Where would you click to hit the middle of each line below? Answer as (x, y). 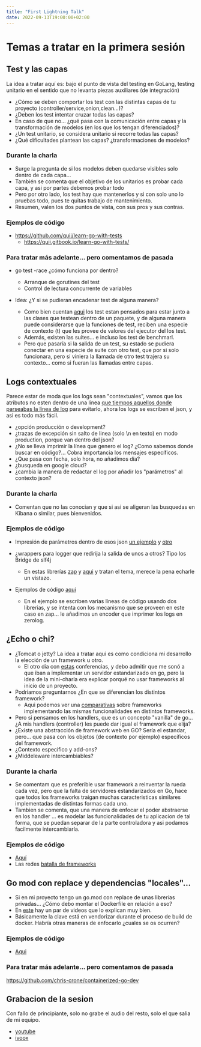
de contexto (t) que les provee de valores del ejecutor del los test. (105, 331)
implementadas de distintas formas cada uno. (71, 803)
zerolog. (34, 620)
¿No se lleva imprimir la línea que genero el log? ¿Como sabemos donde (104, 446)
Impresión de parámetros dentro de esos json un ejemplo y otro (94, 542)
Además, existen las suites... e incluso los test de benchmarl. (99, 338)
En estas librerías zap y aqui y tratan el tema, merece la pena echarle (109, 571)
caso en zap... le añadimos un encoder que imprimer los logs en (103, 614)
